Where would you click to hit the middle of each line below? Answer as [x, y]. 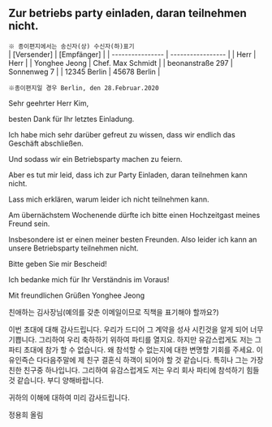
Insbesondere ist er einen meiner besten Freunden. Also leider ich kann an [133, 239]
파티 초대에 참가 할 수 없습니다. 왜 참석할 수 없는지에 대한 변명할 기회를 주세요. [132, 350]
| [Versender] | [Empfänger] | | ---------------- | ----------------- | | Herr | [132, 54]
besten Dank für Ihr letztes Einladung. [71, 119]
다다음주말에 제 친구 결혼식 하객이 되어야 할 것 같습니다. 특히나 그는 [142, 359]
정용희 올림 [26, 415]
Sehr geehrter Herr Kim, [49, 103]
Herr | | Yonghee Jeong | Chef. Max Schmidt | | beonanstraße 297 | [121, 63]
